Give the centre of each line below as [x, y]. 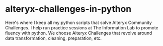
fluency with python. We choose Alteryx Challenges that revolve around [79, 33]
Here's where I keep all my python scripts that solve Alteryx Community [79, 23]
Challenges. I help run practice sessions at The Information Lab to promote [82, 27]
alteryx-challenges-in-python [68, 9]
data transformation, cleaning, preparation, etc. [53, 38]
